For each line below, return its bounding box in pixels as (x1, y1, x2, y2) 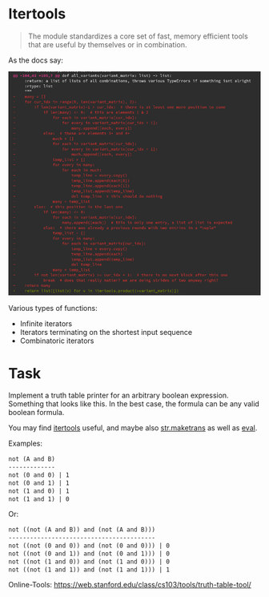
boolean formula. (8, 408, 65, 417)
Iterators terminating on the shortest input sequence (19, 328, 193, 337)
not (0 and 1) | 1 (8, 479, 70, 487)
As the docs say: (8, 55, 64, 65)
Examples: (8, 438, 42, 449)
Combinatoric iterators (19, 336, 94, 345)
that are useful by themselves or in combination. (27, 39, 187, 49)
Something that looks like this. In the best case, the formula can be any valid (8, 399, 260, 409)
